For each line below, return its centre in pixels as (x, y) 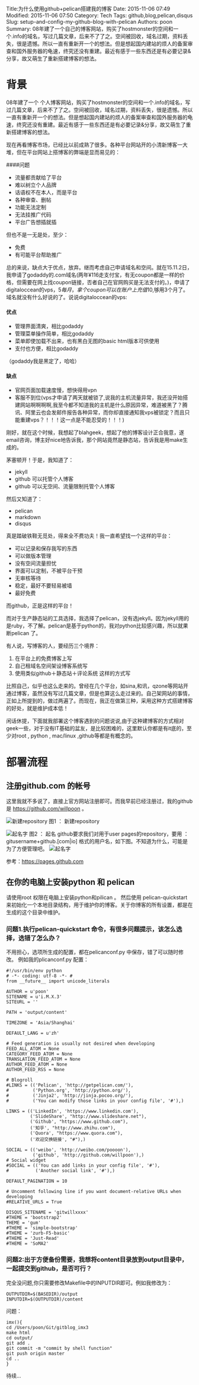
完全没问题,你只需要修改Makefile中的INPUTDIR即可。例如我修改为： (89, 1283)
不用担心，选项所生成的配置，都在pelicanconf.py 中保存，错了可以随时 (92, 952)
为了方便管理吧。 (27, 849)
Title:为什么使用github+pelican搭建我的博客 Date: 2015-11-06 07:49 (88, 9)
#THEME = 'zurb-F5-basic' (38, 1233)
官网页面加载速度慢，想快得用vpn (56, 390)
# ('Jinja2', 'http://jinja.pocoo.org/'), (70, 1096)
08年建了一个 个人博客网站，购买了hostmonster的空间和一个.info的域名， (96, 102)
